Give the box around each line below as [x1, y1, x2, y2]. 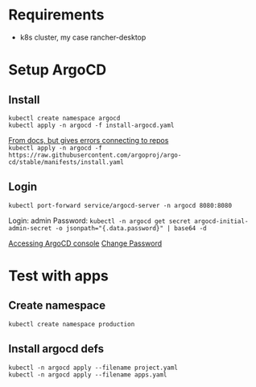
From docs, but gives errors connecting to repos [8, 135, 169, 145]
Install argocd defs [8, 342, 105, 356]
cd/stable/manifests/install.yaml [8, 158, 125, 166]
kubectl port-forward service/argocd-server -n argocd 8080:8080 [8, 201, 232, 209]
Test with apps [8, 267, 109, 284]
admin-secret [8, 224, 52, 232]
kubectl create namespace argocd [8, 114, 121, 122]
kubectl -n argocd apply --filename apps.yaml [8, 370, 167, 379]
